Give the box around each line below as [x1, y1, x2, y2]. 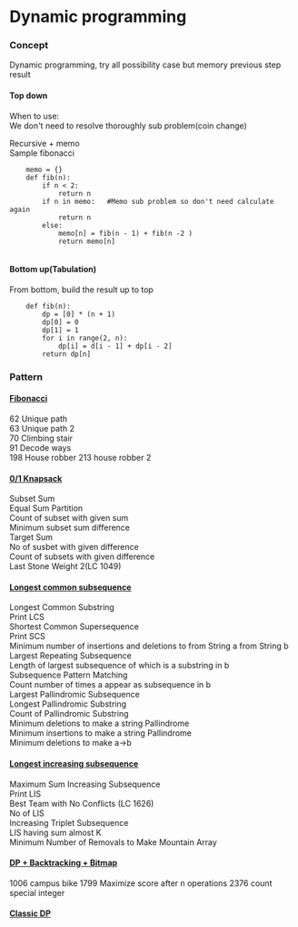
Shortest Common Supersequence [9, 621, 139, 632]
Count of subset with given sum [9, 513, 129, 524]
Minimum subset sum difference [9, 522, 130, 534]
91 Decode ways [9, 443, 72, 453]
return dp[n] [42, 349, 92, 359]
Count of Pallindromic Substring [9, 708, 129, 719]
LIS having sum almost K [9, 827, 102, 838]
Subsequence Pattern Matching [9, 669, 128, 680]
